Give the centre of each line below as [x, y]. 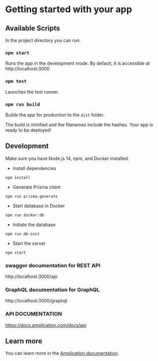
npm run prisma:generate [31, 196]
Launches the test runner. [32, 92]
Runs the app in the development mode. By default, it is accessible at [77, 63]
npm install [18, 177]
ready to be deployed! [28, 130]
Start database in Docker [39, 206]
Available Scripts [33, 28]
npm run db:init [22, 234]
